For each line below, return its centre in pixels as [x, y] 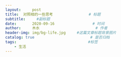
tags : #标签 [51, 42]
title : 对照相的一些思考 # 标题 [53, 14]
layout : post [23, 10]
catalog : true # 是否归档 [57, 38]
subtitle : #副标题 [28, 19]
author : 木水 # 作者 [56, 28]
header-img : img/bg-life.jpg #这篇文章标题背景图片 [61, 33]
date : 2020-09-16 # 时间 [55, 24]
